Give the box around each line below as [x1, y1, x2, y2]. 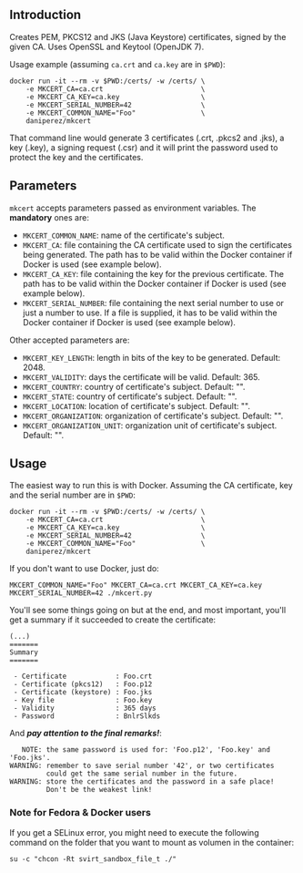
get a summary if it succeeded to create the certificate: [9, 614, 217, 625]
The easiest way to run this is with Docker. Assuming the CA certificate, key [9, 480, 293, 491]
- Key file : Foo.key [13, 696, 153, 705]
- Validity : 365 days [13, 704, 157, 714]
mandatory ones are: [9, 211, 89, 222]
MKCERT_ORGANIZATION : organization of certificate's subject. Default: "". [22, 410, 284, 421]
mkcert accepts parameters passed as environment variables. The [9, 202, 257, 213]
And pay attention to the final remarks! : [9, 728, 162, 739]
